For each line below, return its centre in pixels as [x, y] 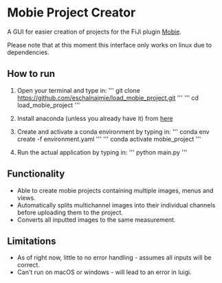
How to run [31, 74]
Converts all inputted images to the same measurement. [96, 219]
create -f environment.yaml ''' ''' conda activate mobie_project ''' [109, 139]
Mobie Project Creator [71, 13]
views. [26, 198]
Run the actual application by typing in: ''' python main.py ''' [102, 152]
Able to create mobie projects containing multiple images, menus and [115, 190]
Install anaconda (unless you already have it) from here [95, 118]
